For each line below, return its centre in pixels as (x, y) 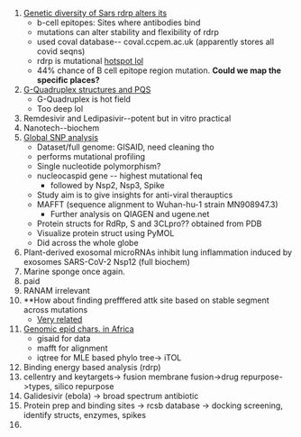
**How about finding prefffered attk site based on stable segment (146, 300)
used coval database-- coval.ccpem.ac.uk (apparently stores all (155, 41)
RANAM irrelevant (57, 291)
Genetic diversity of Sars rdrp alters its (95, 13)
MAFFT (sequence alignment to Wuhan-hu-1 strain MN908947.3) (157, 205)
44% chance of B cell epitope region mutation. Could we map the (159, 70)
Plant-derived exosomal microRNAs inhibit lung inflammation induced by (157, 252)
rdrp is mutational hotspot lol (90, 61)
